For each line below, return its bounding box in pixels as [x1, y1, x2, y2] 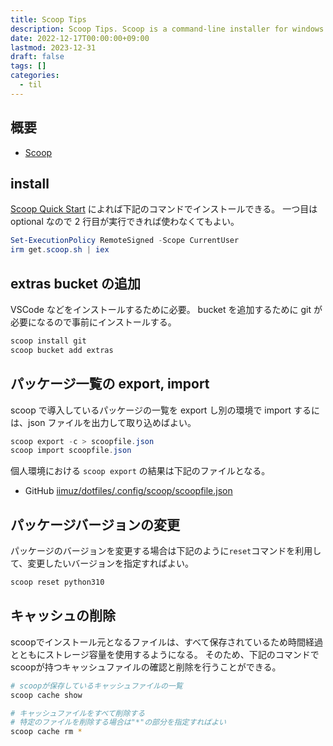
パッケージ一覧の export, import [10, 376, 210, 393]
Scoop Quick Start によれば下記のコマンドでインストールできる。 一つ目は [10, 203, 318, 215]
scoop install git [10, 336, 87, 346]
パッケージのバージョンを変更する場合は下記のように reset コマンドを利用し [10, 545, 322, 557]
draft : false [10, 52, 65, 62]
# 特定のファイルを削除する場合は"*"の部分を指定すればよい [10, 717, 227, 728]
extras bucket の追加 [10, 275, 142, 292]
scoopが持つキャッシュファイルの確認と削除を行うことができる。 [10, 661, 282, 673]
